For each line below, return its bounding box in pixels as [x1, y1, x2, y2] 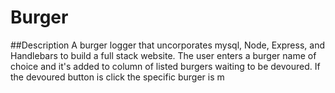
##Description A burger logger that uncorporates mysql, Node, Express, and [10, 39, 325, 51]
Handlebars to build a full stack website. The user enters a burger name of [10, 49, 317, 61]
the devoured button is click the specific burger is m [10, 71, 225, 83]
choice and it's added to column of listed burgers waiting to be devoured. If [10, 60, 321, 72]
